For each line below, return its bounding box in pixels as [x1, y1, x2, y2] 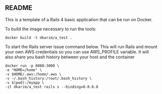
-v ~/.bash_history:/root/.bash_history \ [5, 76, 92, 81]
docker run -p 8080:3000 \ [5, 63, 59, 68]
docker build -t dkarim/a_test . [5, 35, 73, 40]
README [5, 4, 32, 12]
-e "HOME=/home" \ [5, 67, 42, 72]
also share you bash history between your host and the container [5, 54, 135, 60]
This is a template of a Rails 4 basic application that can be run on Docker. [5, 16, 153, 22]
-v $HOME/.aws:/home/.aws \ [5, 72, 62, 77]
